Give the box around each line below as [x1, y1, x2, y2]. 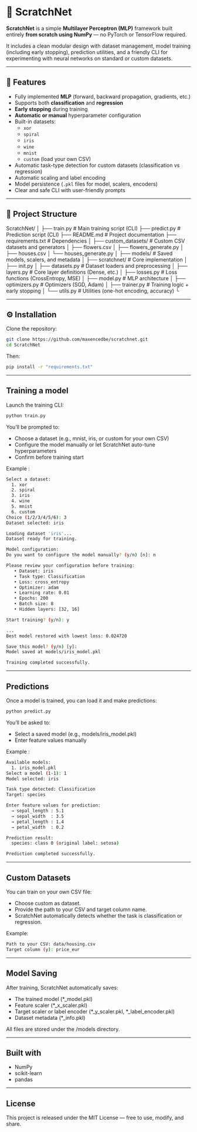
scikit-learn [14, 1070, 42, 1077]
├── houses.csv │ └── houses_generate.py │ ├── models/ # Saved [6, 250, 173, 257]
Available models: [6, 759, 51, 765]
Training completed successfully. [6, 660, 91, 666]
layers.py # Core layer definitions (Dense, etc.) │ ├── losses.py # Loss [6, 268, 178, 276]
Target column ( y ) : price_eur [6, 946, 80, 952]
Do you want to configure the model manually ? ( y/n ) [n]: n [6, 552, 157, 558]
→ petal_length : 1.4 [11, 819, 64, 825]
